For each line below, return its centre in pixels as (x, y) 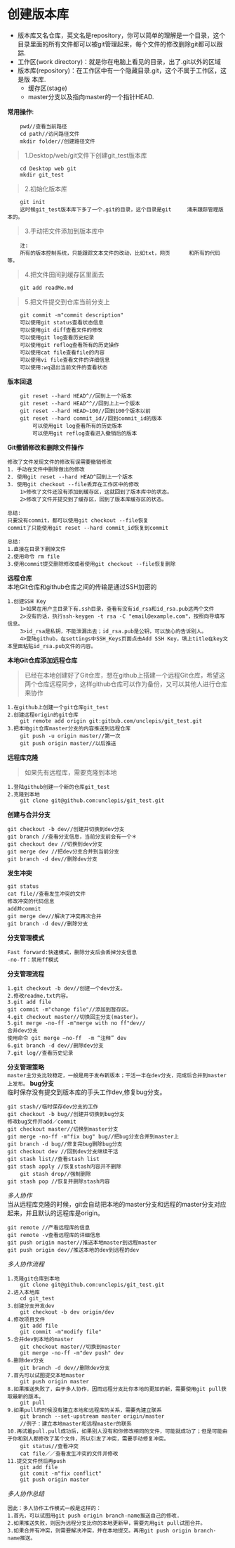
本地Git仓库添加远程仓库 (42, 660)
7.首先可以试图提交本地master (46, 1375)
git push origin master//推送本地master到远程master (82, 1243)
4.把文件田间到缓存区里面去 (64, 274)
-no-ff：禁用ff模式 (33, 960)
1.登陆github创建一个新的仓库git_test (59, 787)
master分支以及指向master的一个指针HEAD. (91, 96)
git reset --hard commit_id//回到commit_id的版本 (91, 418)
